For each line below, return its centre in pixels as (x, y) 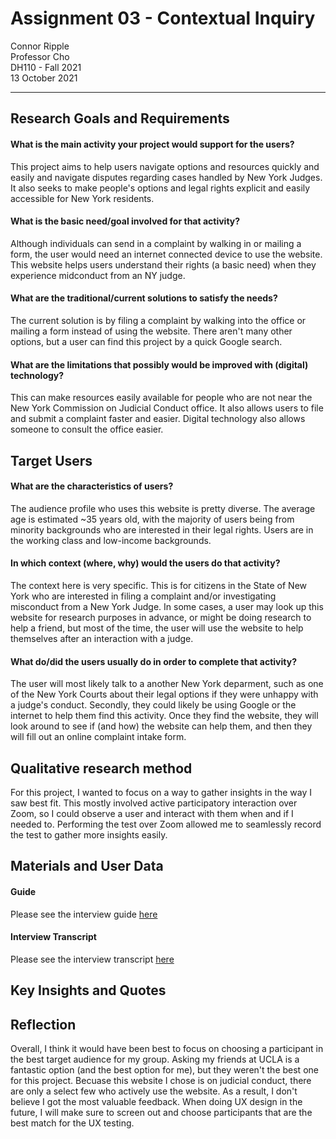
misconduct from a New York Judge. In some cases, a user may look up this (167, 606)
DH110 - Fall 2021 (46, 67)
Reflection (43, 1024)
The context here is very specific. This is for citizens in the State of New (158, 585)
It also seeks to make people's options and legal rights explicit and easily (160, 188)
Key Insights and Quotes (88, 990)
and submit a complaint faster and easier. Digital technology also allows (158, 419)
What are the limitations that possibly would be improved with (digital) (159, 364)
